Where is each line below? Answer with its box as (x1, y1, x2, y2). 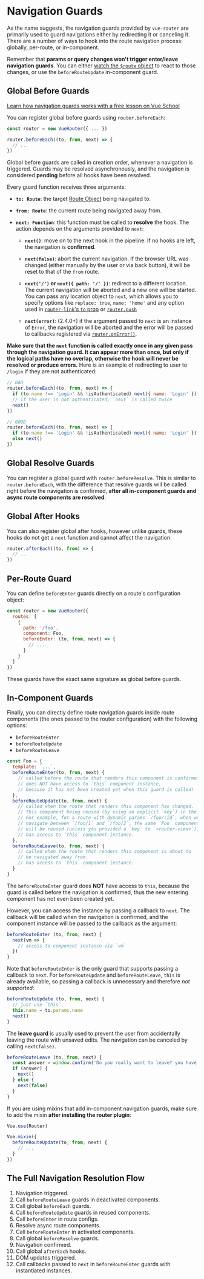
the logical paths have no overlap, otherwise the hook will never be (7, 355, 179, 362)
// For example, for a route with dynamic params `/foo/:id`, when (18, 815, 191, 821)
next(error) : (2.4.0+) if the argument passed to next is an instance (24, 317, 192, 325)
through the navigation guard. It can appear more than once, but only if (7, 348, 189, 356)
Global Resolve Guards (7, 458, 94, 469)
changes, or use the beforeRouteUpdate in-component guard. (7, 68, 159, 75)
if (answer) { (12, 1065, 48, 1072)
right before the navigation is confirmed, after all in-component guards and (7, 487, 197, 494)
